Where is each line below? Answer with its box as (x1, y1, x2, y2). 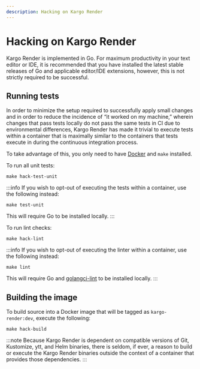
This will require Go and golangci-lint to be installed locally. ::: (6, 275, 158, 282)
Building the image (6, 292, 78, 302)
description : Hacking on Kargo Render (6, 8, 103, 15)
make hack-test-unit (6, 173, 58, 180)
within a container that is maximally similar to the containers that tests (6, 133, 178, 140)
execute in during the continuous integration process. (6, 139, 138, 146)
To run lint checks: (6, 224, 52, 232)
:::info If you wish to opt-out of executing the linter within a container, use (6, 247, 187, 254)
